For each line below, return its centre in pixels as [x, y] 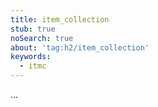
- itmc [33, 66]
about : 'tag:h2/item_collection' [80, 47]
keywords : [31, 57]
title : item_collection [60, 19]
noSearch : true [42, 38]
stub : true [33, 29]
